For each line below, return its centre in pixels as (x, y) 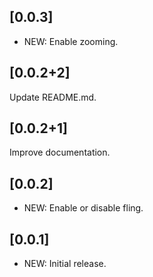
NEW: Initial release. (65, 264)
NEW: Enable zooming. (71, 41)
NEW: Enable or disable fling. (83, 208)
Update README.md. (53, 97)
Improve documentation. (60, 152)
